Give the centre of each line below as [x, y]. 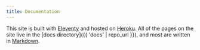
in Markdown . [23, 41]
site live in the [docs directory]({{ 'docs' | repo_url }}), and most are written [98, 34]
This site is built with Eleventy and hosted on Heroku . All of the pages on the [100, 28]
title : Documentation [33, 11]
